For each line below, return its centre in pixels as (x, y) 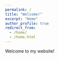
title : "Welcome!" (24, 14)
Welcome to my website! (30, 51)
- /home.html (23, 37)
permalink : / (18, 10)
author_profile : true (27, 23)
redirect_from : (20, 28)
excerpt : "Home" (21, 19)
